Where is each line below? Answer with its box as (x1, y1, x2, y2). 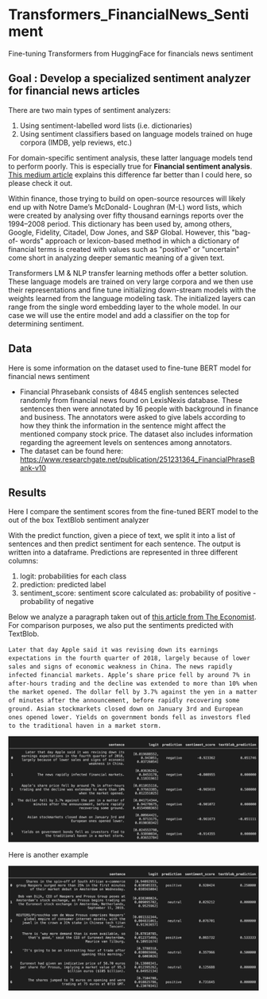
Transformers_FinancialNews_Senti (8, 6, 250, 24)
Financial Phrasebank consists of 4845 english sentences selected (19, 387, 239, 397)
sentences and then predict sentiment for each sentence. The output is (8, 539, 241, 549)
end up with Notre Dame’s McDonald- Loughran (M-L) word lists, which (8, 202, 242, 211)
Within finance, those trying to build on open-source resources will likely (8, 193, 246, 203)
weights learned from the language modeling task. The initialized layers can (8, 293, 256, 303)
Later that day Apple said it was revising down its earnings (8, 646, 219, 654)
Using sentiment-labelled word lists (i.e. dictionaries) (19, 121, 193, 130)
